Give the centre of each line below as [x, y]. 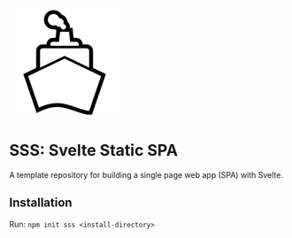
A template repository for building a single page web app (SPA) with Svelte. [146, 174]
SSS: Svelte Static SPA [94, 151]
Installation [41, 203]
